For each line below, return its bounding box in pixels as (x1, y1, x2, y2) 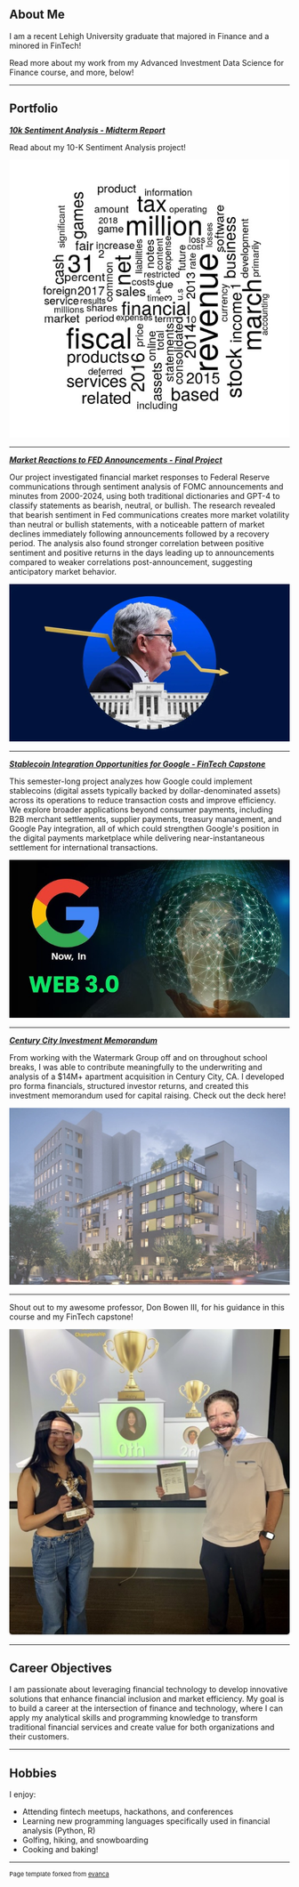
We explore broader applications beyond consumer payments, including (9, 804, 273, 815)
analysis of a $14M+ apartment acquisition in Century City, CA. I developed (9, 1071, 285, 1082)
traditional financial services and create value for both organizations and (9, 1722, 275, 1733)
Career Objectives (9, 1660, 113, 1675)
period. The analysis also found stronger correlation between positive (9, 537, 264, 548)
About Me (9, 7, 65, 22)
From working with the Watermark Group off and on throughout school (9, 1052, 268, 1062)
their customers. (9, 1731, 69, 1742)
